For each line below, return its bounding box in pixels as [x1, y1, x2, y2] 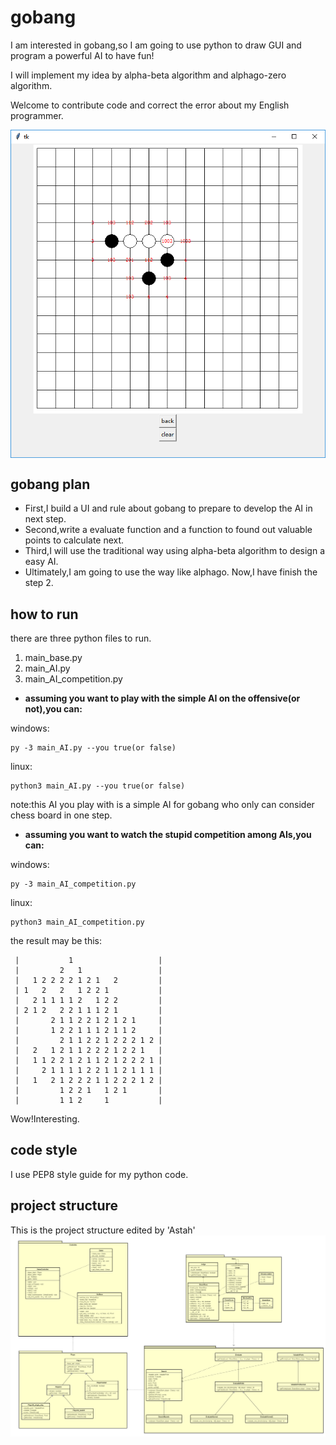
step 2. [24, 577, 54, 589]
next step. [24, 513, 67, 525]
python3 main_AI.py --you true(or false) [10, 781, 186, 791]
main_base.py [24, 652, 83, 664]
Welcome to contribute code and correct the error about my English [10, 99, 290, 111]
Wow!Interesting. [10, 1113, 80, 1125]
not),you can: [24, 703, 83, 715]
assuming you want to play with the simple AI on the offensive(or [24, 692, 301, 705]
